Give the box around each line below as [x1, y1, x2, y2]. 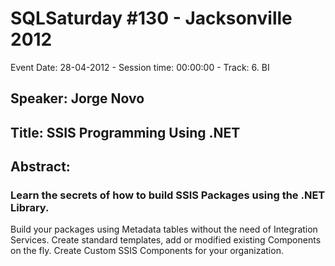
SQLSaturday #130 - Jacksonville [10, 7, 293, 30]
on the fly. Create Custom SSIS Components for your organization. [10, 245, 284, 257]
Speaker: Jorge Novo [10, 90, 145, 107]
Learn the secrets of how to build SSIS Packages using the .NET [10, 188, 326, 202]
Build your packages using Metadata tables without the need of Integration [10, 223, 318, 236]
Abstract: [10, 158, 71, 176]
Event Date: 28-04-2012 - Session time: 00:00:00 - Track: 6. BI [10, 61, 270, 73]
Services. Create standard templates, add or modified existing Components [10, 234, 322, 246]
